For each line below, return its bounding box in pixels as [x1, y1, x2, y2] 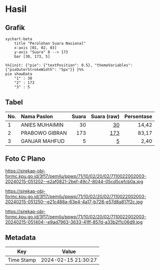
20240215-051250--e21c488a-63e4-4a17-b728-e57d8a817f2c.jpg [5, 199, 143, 205]
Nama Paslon [20, 113, 53, 120]
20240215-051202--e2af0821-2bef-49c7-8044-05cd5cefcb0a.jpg [5, 178, 143, 184]
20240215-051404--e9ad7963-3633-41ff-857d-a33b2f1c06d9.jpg [5, 219, 143, 225]
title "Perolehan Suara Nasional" [14, 41, 86, 46]
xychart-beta [5, 36, 32, 41]
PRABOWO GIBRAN [20, 129, 67, 136]
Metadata [5, 234, 36, 242]
